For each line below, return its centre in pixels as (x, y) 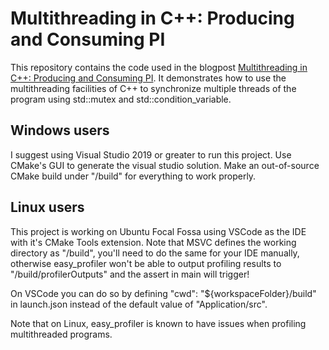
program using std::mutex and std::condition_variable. (121, 99)
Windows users (60, 130)
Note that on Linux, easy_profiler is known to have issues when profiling (158, 323)
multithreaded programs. (61, 334)
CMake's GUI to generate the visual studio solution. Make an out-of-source (165, 165)
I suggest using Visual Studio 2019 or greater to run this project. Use (151, 154)
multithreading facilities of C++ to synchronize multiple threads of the (153, 88)
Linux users (47, 207)
